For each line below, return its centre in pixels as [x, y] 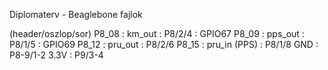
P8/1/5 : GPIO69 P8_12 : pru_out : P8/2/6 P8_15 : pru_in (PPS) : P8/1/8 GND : [164, 44]
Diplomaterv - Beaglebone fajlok [76, 14]
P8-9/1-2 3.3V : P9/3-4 [56, 55]
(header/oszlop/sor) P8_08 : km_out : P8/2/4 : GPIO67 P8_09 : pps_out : [157, 33]
